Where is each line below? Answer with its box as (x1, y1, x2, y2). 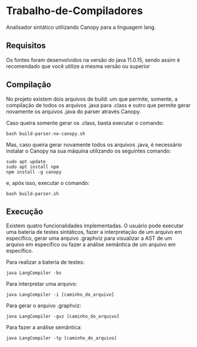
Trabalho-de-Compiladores (6, 4, 143, 18)
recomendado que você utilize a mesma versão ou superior (6, 62, 151, 70)
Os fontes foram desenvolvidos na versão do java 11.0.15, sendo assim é (6, 56, 181, 63)
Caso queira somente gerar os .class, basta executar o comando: (6, 119, 165, 126)
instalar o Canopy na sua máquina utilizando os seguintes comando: (6, 147, 172, 154)
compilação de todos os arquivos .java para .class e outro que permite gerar (6, 101, 191, 108)
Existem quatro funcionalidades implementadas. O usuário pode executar (6, 222, 184, 229)
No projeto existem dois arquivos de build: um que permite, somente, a (6, 95, 178, 103)
